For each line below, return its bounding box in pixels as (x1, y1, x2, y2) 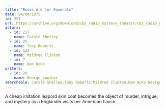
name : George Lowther (14, 75, 58, 80)
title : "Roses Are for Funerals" (5, 7, 74, 12)
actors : (5, 25, 21, 30)
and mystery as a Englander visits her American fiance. (5, 98, 117, 104)
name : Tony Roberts (14, 44, 54, 48)
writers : (5, 66, 23, 71)
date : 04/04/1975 (5, 12, 41, 17)
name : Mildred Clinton (14, 52, 60, 58)
